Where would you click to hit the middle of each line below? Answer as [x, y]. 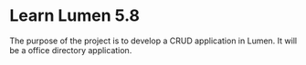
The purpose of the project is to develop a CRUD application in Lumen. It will [153, 41]
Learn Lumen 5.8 [74, 16]
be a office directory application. [71, 50]
